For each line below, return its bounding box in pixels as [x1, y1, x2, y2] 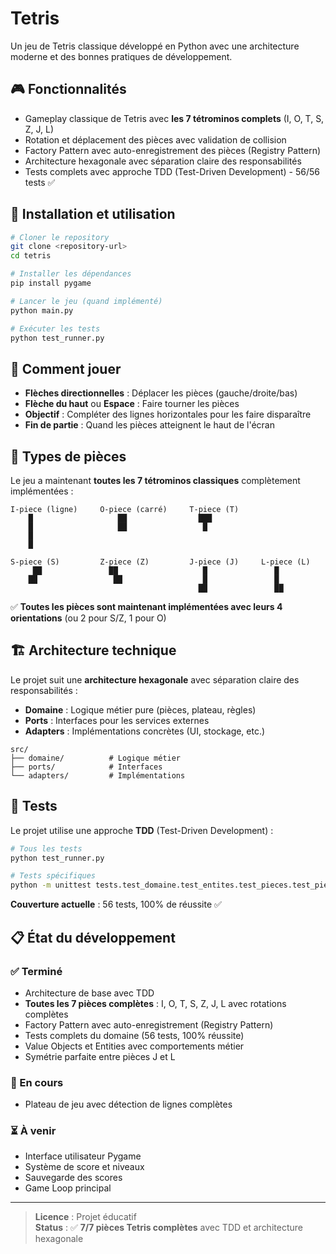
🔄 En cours [10, 1075, 64, 1089]
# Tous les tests [10, 843, 83, 854]
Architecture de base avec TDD [24, 987, 155, 999]
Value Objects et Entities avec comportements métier [24, 1040, 245, 1052]
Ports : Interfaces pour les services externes [24, 714, 210, 726]
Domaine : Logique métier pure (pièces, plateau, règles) [24, 703, 257, 716]
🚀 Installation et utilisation [10, 206, 176, 223]
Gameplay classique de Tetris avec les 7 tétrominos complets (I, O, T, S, [24, 112, 325, 124]
